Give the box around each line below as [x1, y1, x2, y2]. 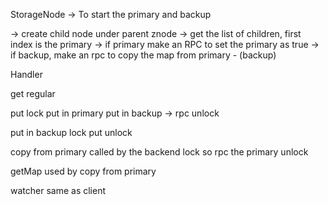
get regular [10, 88, 56, 99]
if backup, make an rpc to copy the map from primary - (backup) [10, 49, 277, 61]
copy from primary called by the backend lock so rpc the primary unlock [10, 146, 309, 158]
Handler [10, 69, 43, 80]
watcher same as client [10, 185, 107, 196]
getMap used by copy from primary [10, 165, 157, 177]
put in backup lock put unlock [10, 127, 133, 138]
